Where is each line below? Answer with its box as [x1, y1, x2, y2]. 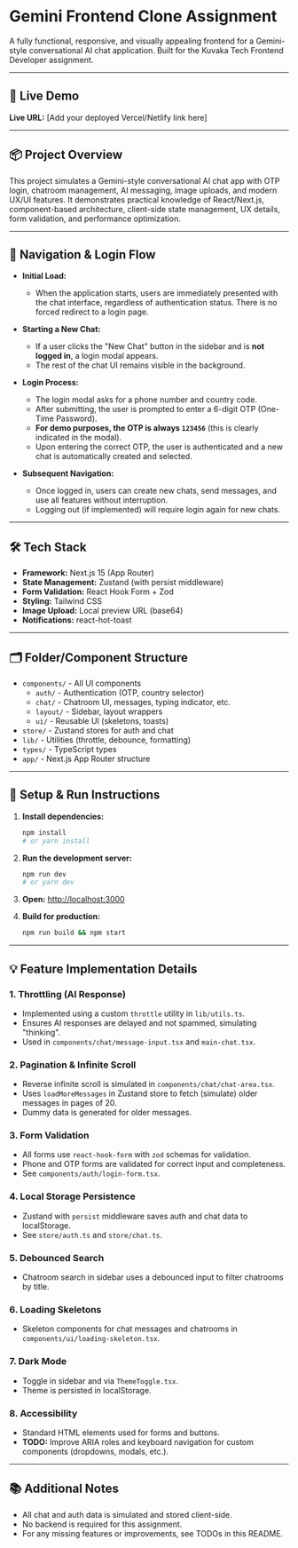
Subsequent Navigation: [21, 468, 114, 479]
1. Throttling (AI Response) [9, 988, 127, 1000]
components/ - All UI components [21, 678, 142, 688]
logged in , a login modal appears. [35, 351, 159, 361]
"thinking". [21, 1027, 61, 1037]
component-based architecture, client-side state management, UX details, [9, 203, 281, 214]
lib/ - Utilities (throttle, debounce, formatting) [21, 734, 192, 745]
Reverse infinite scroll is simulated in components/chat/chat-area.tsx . [21, 1079, 275, 1090]
